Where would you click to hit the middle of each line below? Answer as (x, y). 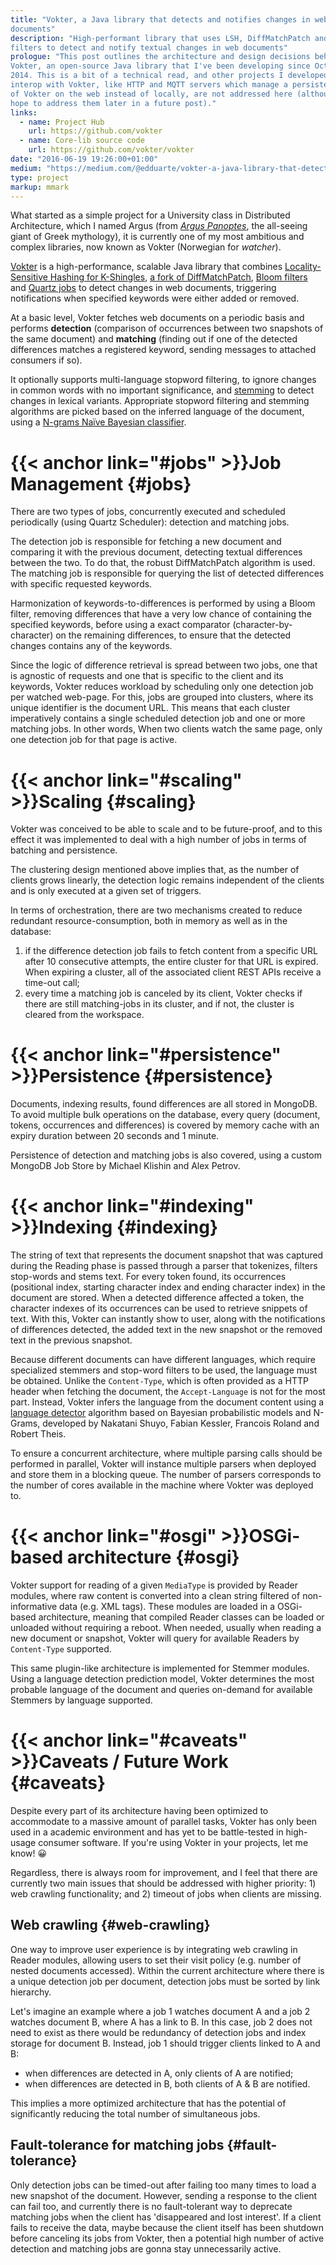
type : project (40, 177)
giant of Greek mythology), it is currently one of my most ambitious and (157, 237)
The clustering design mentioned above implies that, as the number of (155, 870)
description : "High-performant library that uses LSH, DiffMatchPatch (160, 38)
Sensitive (29, 277)
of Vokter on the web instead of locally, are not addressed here (151, 94)
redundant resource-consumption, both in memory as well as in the (149, 921)
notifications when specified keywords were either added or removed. (155, 298)
